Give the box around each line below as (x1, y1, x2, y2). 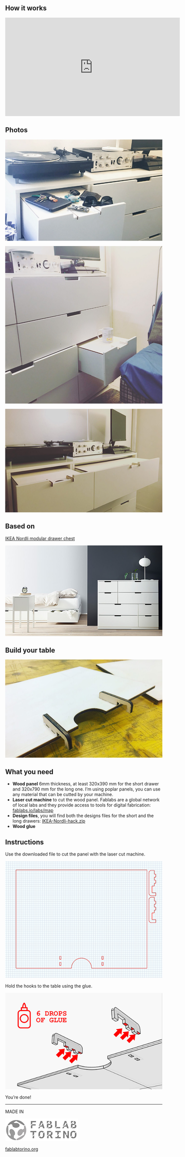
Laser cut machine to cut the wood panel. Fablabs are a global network (12, 797, 160, 803)
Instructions (5, 837, 44, 846)
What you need (5, 767, 54, 776)
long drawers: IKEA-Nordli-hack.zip (12, 818, 86, 824)
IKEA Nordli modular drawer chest (5, 535, 75, 541)
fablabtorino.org (5, 1146, 38, 1152)
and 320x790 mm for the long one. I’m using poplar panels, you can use (12, 786, 161, 792)
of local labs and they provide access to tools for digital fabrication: (12, 802, 151, 808)
